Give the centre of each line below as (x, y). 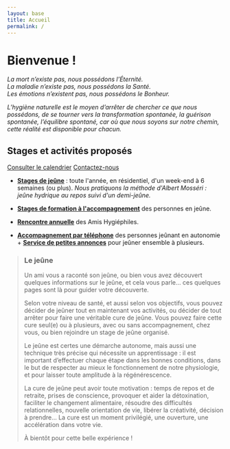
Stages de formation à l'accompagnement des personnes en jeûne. (114, 209)
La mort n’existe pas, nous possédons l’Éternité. (75, 79)
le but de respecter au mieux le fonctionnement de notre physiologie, (122, 368)
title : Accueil (29, 20)
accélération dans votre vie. (63, 425)
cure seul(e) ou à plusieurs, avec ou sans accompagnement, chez (117, 325)
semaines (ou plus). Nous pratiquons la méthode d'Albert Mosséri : (112, 188)
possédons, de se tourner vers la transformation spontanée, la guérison (109, 115)
